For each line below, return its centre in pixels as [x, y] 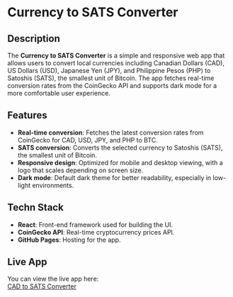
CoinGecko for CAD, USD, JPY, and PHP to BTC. [87, 140]
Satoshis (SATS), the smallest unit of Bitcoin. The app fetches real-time [111, 78]
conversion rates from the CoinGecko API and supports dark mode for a [112, 85]
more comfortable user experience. [59, 93]
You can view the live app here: [53, 279]
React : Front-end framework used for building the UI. [95, 225]
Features [27, 115]
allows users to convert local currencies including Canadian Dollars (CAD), [116, 63]
